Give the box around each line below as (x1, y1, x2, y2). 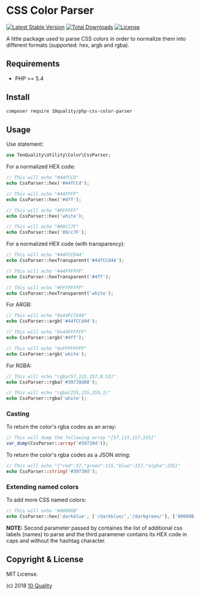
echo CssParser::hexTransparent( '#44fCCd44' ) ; (6, 257, 125, 263)
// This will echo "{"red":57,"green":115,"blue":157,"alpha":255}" (6, 463, 181, 469)
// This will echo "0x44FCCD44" (6, 312, 87, 318)
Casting (6, 410, 30, 418)
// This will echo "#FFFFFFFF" (6, 284, 84, 291)
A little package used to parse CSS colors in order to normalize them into (6, 35, 186, 42)
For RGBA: (6, 362, 32, 369)
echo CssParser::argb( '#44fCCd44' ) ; (6, 318, 98, 324)
